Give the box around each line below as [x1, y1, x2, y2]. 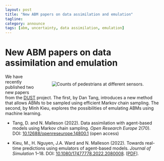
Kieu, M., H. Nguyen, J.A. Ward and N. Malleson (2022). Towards [12, 140, 144, 146]
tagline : [5, 16, 23, 21]
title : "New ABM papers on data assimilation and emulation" [5, 12, 133, 17]
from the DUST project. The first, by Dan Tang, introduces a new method [5, 95, 153, 101]
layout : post [5, 7, 32, 12]
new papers [5, 89, 30, 95]
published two [5, 84, 34, 90]
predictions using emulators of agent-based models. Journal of [22, 145, 151, 151]
